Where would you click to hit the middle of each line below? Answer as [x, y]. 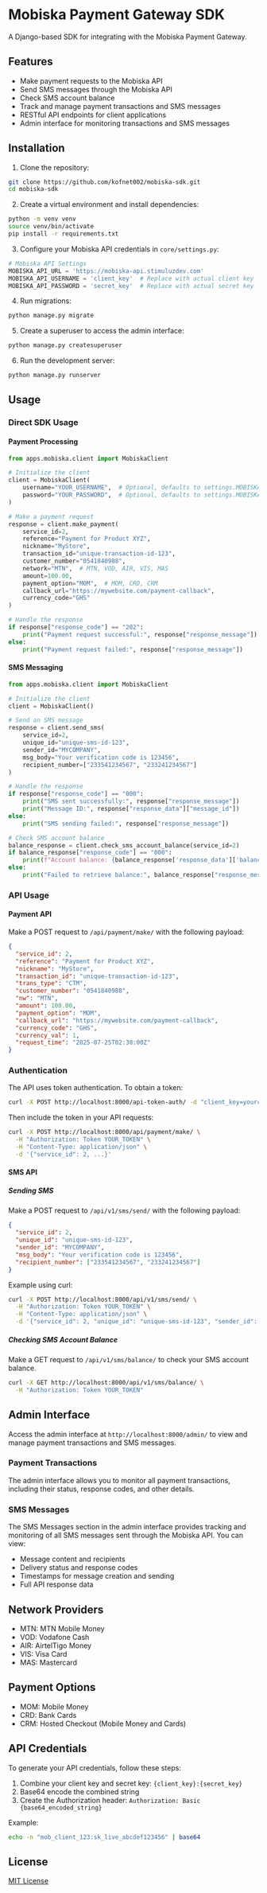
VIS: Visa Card [43, 1653]
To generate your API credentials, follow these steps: [95, 1767]
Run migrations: [45, 301]
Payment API [30, 914]
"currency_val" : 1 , [48, 1035]
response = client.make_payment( [64, 524]
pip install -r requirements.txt [64, 234]
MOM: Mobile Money [54, 1706]
